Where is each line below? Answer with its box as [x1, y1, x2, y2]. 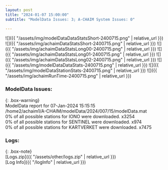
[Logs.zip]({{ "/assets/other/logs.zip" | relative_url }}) [5, 153, 116, 160]
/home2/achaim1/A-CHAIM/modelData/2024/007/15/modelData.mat [5, 108, 147, 114]
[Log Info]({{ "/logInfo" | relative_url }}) [5, 159, 86, 165]
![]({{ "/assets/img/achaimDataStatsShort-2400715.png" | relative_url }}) [5, 41, 156, 47]
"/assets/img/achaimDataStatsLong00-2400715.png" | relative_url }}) [12, 46, 156, 52]
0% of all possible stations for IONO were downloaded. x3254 [5, 113, 135, 119]
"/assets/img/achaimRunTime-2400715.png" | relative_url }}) [5, 73, 132, 79]
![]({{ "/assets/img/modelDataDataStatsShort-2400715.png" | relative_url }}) [5, 35, 163, 41]
